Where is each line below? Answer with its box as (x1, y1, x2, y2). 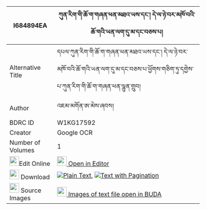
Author (9, 103, 29, 112)
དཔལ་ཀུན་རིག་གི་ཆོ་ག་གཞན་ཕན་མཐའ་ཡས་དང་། (57, 48, 162, 56)
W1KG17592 (57, 119, 96, 127)
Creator (9, 129, 32, 137)
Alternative (9, 63, 41, 72)
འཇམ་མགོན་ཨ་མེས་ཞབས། (57, 102, 114, 110)
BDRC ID (9, 119, 35, 127)
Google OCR (57, 129, 93, 137)
